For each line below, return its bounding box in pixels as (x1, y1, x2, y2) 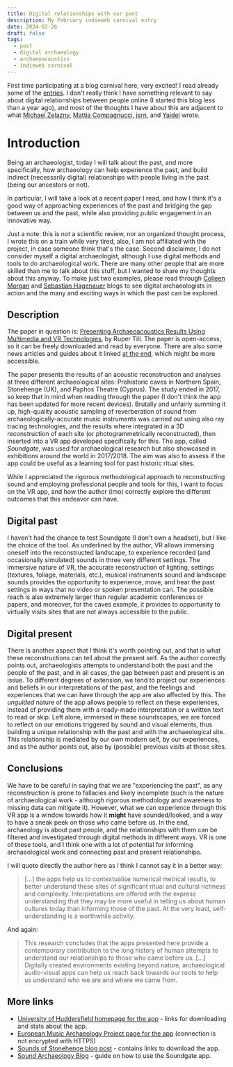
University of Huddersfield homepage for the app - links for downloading (17, 1014, 227, 1022)
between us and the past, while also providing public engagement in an (7, 208, 212, 217)
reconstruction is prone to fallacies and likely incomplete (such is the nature (7, 788, 225, 797)
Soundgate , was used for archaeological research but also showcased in (7, 444, 216, 453)
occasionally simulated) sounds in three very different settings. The (7, 556, 200, 564)
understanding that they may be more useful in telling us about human (24, 896, 226, 905)
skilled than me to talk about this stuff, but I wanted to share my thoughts (7, 266, 216, 275)
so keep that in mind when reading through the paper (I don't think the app (7, 393, 221, 401)
